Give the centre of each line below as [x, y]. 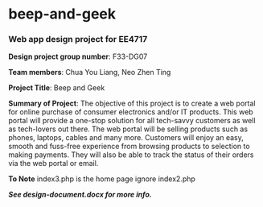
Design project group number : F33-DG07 [78, 56]
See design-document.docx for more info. [80, 195]
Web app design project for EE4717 [78, 39]
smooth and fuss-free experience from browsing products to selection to [129, 147]
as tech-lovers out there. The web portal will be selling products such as [128, 129]
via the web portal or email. [53, 164]
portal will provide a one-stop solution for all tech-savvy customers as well [132, 121]
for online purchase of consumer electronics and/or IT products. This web [131, 112]
